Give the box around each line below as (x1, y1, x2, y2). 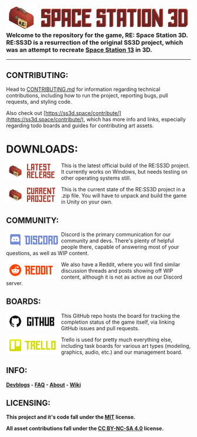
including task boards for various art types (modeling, (61, 342, 191, 349)
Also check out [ (6, 110, 46, 117)
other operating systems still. (61, 175, 131, 182)
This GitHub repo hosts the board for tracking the (61, 312, 181, 319)
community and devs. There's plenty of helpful (61, 237, 174, 244)
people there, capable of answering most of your (61, 243, 179, 250)
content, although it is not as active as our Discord (61, 273, 183, 280)
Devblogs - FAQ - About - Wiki (6, 381, 81, 388)
